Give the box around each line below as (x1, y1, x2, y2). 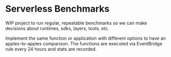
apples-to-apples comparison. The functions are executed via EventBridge (5, 40, 162, 46)
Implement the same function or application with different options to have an (5, 35, 166, 41)
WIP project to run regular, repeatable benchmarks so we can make (5, 20, 148, 26)
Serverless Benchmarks (5, 3, 110, 15)
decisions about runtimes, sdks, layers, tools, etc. (5, 25, 110, 31)
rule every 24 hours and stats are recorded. (5, 46, 97, 52)
